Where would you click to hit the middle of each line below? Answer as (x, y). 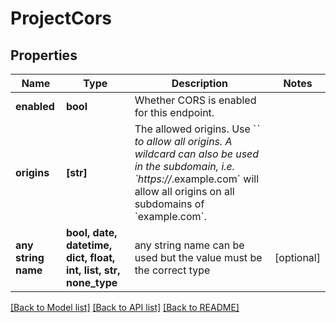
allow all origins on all (184, 191)
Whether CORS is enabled (195, 100)
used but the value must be (198, 257)
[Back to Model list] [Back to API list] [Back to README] (125, 307)
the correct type (172, 270)
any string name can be (189, 245)
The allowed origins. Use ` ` (197, 129)
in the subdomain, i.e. (185, 166)
